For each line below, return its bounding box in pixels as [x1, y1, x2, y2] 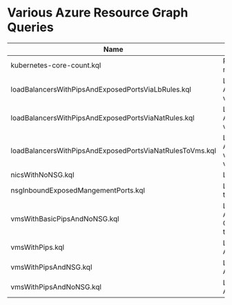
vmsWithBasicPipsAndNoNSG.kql [10, 214, 119, 224]
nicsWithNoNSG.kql [10, 170, 75, 179]
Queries [7, 19, 54, 35]
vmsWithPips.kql [10, 242, 64, 252]
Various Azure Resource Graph [7, 5, 188, 21]
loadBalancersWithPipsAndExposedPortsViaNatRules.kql [10, 112, 195, 122]
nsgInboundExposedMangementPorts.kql [10, 185, 145, 195]
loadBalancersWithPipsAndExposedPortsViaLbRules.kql [10, 84, 192, 94]
